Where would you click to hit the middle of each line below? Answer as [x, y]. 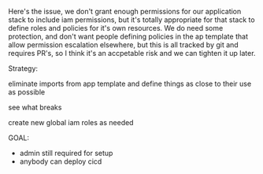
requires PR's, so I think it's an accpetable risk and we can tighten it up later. [132, 53]
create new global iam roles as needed [71, 122]
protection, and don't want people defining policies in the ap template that [128, 36]
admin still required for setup [66, 153]
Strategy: [23, 68]
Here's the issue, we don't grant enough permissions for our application [125, 11]
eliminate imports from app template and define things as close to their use [130, 83]
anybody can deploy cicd [61, 161]
